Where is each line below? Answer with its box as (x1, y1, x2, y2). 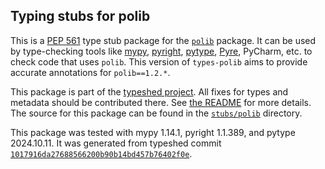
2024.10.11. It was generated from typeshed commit (10, 137, 222, 149)
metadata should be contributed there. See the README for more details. (10, 96, 312, 108)
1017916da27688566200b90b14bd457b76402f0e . (10, 147, 193, 159)
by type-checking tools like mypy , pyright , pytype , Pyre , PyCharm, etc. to (10, 45, 313, 57)
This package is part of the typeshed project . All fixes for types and (10, 85, 289, 98)
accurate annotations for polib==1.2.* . (10, 66, 171, 78)
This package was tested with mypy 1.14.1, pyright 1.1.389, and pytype (10, 126, 296, 138)
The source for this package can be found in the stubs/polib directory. (10, 107, 303, 119)
